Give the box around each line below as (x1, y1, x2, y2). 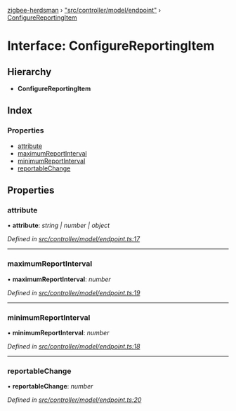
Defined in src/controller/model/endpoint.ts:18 (7, 342, 140, 350)
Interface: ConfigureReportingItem (7, 38, 215, 54)
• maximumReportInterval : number (7, 275, 111, 283)
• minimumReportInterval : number (7, 328, 110, 337)
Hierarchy (7, 66, 52, 78)
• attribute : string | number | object (7, 221, 110, 230)
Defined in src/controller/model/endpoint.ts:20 (7, 396, 142, 404)
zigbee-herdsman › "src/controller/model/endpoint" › (7, 6, 162, 14)
